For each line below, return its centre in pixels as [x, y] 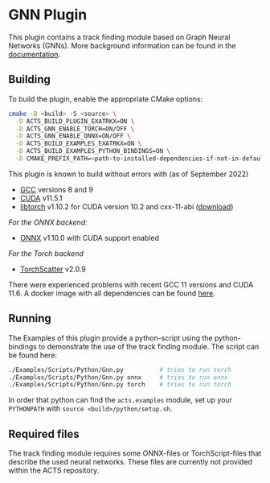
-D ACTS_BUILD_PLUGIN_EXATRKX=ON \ [75, 121]
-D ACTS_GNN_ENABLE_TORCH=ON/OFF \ [75, 129]
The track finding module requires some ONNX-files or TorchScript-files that [135, 453]
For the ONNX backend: [48, 222]
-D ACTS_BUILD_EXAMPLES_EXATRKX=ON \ [79, 144]
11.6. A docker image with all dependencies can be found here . [112, 293]
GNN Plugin [48, 15]
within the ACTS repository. [54, 471]
